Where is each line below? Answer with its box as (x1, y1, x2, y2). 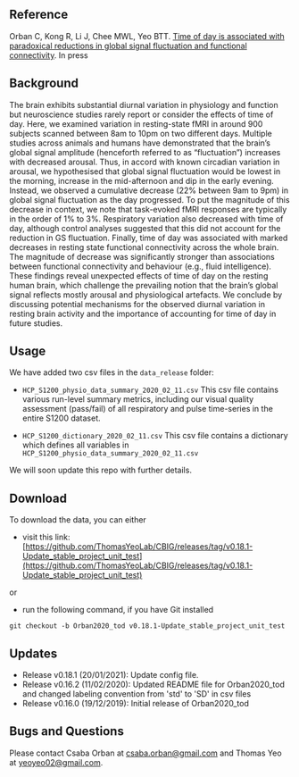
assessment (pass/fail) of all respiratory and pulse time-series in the (21, 404, 274, 414)
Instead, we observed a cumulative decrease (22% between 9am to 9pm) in (9, 185, 288, 196)
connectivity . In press (9, 49, 88, 61)
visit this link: (21, 531, 71, 543)
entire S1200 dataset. (21, 413, 101, 423)
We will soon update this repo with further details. (9, 464, 192, 476)
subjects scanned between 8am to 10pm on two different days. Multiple (9, 128, 272, 138)
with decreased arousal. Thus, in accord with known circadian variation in (9, 156, 280, 167)
